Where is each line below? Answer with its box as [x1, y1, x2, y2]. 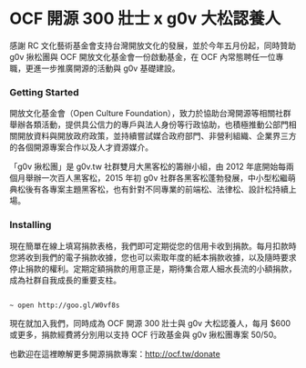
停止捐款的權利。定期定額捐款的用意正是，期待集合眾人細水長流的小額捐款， [9, 263, 297, 274]
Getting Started [9, 85, 79, 98]
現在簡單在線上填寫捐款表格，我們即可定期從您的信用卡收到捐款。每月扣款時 [9, 240, 297, 251]
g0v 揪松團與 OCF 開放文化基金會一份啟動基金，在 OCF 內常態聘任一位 [9, 51, 276, 62]
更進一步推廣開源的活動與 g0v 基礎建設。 [25, 63, 180, 74]
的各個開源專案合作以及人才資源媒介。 [9, 142, 153, 153]
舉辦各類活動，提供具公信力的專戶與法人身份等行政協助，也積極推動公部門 [9, 119, 289, 130]
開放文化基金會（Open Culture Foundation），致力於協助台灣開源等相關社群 [9, 108, 291, 119]
